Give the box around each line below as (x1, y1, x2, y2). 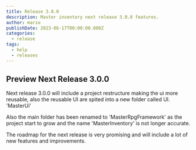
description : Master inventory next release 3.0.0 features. (6, 14, 160, 20)
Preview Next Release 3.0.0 (6, 74, 109, 84)
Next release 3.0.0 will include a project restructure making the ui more (6, 89, 178, 97)
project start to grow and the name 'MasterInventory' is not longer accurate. (6, 120, 191, 127)
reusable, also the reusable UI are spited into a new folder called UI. (6, 96, 171, 103)
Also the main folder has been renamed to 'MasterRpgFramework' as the (6, 114, 182, 121)
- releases (11, 52, 38, 58)
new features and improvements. (6, 138, 87, 145)
